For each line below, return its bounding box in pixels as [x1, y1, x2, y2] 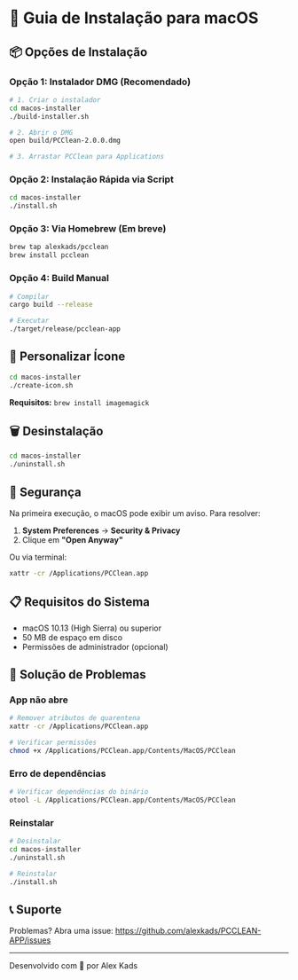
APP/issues [9, 935, 51, 945]
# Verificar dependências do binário [9, 788, 149, 796]
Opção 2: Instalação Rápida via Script [9, 173, 175, 185]
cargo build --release [9, 301, 93, 310]
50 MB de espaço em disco [21, 631, 122, 642]
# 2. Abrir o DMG [9, 128, 74, 137]
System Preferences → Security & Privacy [21, 525, 181, 536]
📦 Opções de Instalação [9, 44, 148, 59]
